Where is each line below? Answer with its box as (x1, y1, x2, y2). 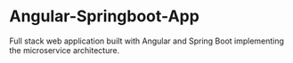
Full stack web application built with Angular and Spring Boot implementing (9, 35, 285, 46)
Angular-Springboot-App (9, 6, 200, 27)
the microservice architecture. (9, 44, 120, 55)
